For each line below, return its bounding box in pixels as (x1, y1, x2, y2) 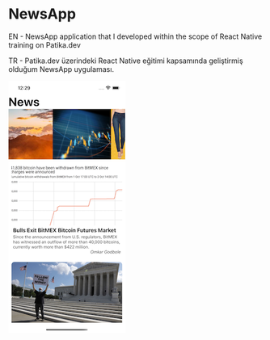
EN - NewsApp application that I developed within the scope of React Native (8, 31, 263, 41)
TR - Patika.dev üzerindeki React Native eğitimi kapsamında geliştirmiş (8, 56, 244, 65)
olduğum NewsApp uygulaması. (8, 64, 115, 73)
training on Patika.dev (8, 40, 81, 49)
